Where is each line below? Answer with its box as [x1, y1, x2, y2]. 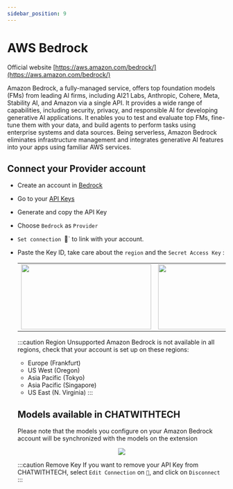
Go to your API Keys [17, 195, 75, 203]
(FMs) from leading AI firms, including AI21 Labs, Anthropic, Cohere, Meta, [7, 91, 220, 99]
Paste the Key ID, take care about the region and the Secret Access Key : [17, 248, 225, 257]
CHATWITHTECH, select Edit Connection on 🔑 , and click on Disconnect [17, 468, 221, 477]
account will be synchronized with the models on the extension [17, 434, 198, 443]
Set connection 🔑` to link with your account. [17, 235, 144, 243]
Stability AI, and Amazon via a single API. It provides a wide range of [7, 98, 202, 107]
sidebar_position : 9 [7, 10, 67, 17]
